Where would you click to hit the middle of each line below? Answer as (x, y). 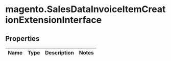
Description (59, 53)
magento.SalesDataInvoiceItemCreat (86, 9)
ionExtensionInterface (54, 20)
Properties (22, 39)
